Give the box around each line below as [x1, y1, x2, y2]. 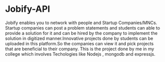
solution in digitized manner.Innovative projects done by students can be [5, 35, 154, 41]
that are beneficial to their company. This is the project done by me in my [5, 46, 155, 52]
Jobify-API [5, 3, 51, 15]
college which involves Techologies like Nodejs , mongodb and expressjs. [5, 51, 156, 57]
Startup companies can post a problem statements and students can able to [5, 25, 160, 31]
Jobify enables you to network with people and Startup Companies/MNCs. [5, 20, 158, 26]
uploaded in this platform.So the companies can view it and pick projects [5, 40, 154, 46]
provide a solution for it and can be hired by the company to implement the [5, 30, 158, 36]
